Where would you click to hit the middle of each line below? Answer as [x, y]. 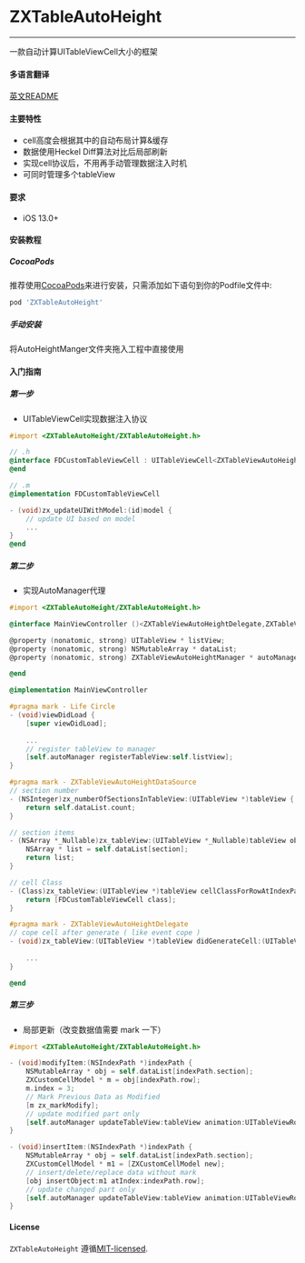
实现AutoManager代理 [64, 591]
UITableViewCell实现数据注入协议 [85, 418]
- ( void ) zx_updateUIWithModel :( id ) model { [91, 510]
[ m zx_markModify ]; [63, 1105]
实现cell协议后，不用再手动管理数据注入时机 [105, 163]
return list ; [50, 858]
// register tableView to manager [91, 749]
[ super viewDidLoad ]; [66, 723]
